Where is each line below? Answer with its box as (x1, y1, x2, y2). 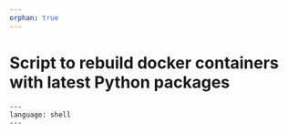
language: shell (9, 110, 71, 119)
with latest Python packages (9, 72, 231, 92)
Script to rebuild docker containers (9, 52, 280, 73)
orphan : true (9, 13, 59, 23)
